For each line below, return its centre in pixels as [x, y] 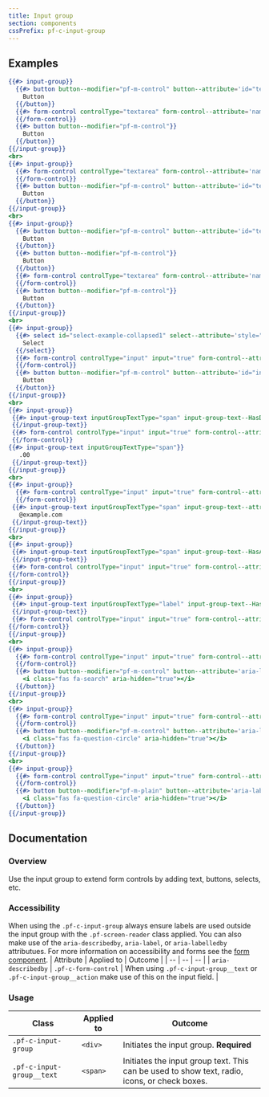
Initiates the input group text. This [186, 1061]
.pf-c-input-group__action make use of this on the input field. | [113, 977]
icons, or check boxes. [165, 1081]
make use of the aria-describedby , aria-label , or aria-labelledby [118, 942]
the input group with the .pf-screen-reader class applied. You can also [125, 934]
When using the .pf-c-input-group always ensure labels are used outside [130, 925]
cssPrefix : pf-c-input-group [57, 31]
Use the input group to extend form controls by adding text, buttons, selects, [134, 879]
